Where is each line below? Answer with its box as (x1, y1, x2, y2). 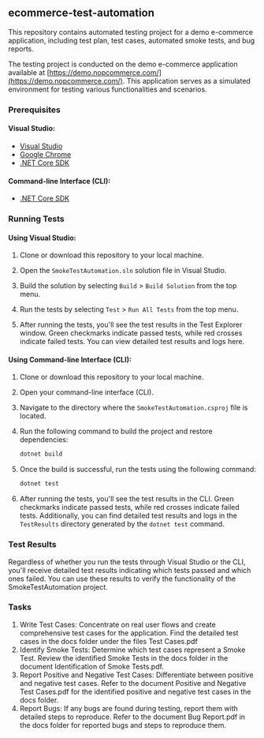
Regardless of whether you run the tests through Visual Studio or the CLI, (8, 556, 246, 567)
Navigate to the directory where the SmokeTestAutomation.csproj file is (19, 403, 248, 413)
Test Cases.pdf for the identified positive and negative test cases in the (19, 687, 251, 696)
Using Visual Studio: (8, 233, 76, 242)
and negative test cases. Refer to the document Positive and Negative (19, 678, 247, 687)
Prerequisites (8, 104, 61, 115)
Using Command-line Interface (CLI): (8, 354, 132, 364)
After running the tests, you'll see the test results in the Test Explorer (19, 320, 243, 330)
